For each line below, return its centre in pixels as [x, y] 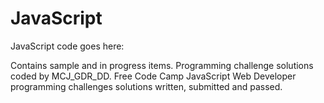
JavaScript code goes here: [67, 46]
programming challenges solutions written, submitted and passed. [146, 86]
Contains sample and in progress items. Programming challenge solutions [162, 65]
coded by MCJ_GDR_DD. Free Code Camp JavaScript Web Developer [153, 76]
